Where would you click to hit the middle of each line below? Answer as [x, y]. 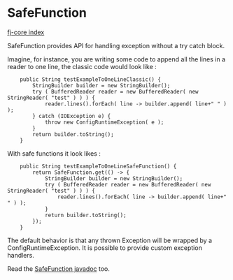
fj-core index [26, 32]
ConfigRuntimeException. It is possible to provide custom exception [105, 248]
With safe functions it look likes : [54, 153]
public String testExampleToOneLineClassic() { [90, 79]
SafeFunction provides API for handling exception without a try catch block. [116, 45]
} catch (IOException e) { [72, 116]
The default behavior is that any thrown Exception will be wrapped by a [110, 240]
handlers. [21, 255]
